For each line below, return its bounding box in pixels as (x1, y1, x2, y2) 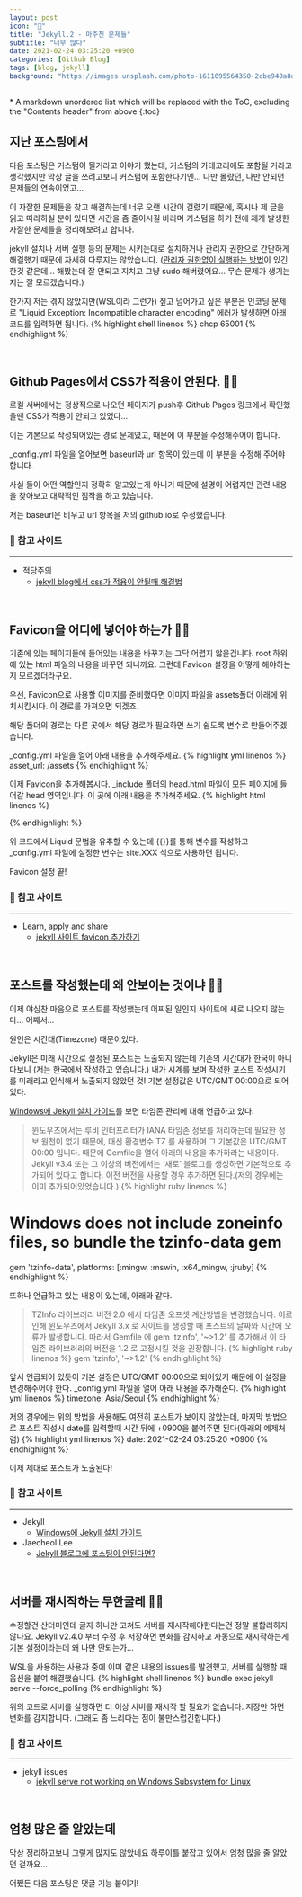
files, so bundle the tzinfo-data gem (9, 1232, 282, 1252)
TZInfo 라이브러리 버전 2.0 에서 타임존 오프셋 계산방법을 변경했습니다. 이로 (31, 1309, 293, 1320)
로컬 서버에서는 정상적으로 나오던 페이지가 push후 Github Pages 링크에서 (9, 399, 267, 410)
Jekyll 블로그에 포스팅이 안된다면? (35, 1547, 155, 1558)
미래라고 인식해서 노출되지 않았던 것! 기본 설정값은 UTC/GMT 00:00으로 (18, 1075, 272, 1086)
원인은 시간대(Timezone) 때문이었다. (9, 1033, 138, 1044)
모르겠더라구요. (18, 671, 73, 681)
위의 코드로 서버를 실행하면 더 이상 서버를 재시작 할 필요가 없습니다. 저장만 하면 (9, 1701, 285, 1712)
